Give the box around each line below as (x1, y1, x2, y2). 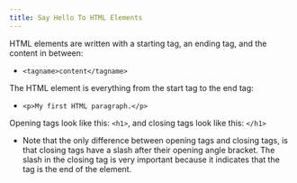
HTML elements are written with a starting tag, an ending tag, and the (9, 38, 267, 49)
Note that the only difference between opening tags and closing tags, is (22, 134, 289, 145)
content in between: (9, 47, 84, 59)
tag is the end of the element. (22, 163, 132, 174)
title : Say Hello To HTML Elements (9, 13, 143, 23)
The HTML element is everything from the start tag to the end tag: (9, 82, 254, 93)
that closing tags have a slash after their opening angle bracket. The (22, 144, 275, 155)
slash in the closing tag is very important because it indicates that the (22, 154, 281, 165)
